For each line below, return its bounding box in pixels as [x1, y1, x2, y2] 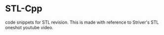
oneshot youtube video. [5, 24, 53, 30]
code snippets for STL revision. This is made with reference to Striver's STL [5, 19, 159, 25]
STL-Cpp [5, 3, 42, 14]
